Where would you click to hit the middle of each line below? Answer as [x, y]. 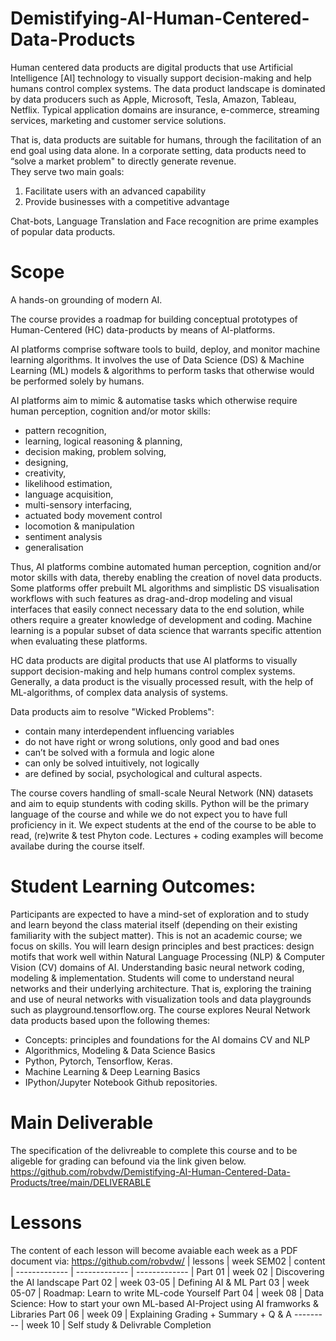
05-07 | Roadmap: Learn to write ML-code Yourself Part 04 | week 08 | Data [167, 1293]
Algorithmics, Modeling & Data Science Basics [120, 1050]
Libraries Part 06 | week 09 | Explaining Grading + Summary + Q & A [151, 1314]
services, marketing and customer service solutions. [118, 120]
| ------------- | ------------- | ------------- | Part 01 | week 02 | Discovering [167, 1271]
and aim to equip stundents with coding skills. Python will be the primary [160, 803]
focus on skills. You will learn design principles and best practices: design [162, 946]
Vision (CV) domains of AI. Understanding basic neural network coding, [157, 967]
